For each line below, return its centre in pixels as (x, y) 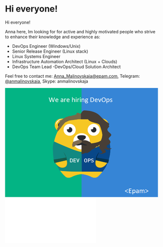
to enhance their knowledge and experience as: (53, 37)
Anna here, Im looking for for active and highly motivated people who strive (80, 31)
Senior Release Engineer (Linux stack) (50, 51)
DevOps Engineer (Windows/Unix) (46, 46)
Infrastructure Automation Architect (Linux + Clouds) (65, 61)
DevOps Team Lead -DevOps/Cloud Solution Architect (66, 67)
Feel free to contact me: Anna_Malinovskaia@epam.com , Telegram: (73, 76)
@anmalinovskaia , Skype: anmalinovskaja (47, 81)
